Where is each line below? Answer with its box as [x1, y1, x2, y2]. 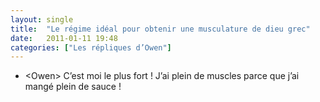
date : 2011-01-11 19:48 [10, 33, 118, 43]
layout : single [10, 14, 74, 25]
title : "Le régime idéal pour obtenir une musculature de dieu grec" [10, 24, 311, 34]
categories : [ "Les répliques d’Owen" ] [10, 42, 172, 53]
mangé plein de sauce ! [24, 81, 122, 93]
